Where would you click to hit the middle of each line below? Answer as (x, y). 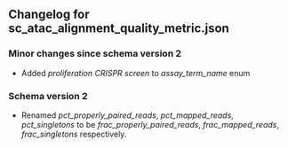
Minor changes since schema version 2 (95, 54)
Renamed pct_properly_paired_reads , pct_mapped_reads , (128, 115)
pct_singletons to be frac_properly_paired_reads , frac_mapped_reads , (150, 124)
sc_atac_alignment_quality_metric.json (119, 29)
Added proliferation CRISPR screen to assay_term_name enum (136, 73)
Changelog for (49, 15)
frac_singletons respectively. (74, 134)
